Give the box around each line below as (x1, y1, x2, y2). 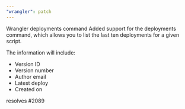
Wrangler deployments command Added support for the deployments (6, 25, 177, 32)
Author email (14, 73, 46, 80)
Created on (14, 85, 43, 92)
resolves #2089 (6, 97, 45, 104)
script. (6, 37, 22, 44)
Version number (14, 66, 55, 74)
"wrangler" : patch (6, 8, 52, 15)
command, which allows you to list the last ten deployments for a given (6, 31, 180, 39)
